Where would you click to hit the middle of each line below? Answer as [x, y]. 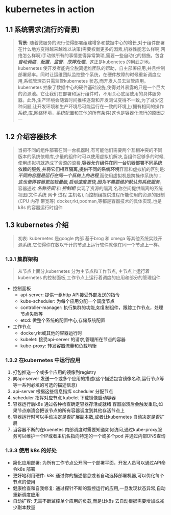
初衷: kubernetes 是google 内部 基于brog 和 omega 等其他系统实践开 [90, 238]
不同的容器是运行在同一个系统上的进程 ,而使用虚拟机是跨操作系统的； [90, 175]
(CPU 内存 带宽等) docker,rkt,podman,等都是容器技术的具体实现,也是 [90, 201]
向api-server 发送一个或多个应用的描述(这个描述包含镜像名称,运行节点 [86, 379]
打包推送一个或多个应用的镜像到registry [54, 372]
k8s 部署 [26, 469]
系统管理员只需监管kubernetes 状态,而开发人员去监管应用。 [86, 81]
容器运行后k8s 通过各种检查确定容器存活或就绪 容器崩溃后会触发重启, [86, 404]
